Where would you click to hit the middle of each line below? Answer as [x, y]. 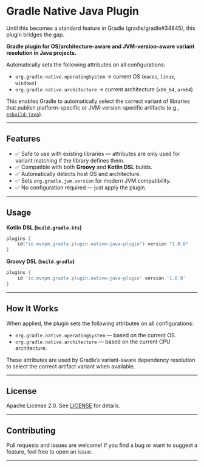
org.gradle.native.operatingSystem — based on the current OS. [96, 335]
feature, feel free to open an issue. [49, 452]
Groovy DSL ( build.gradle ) [40, 262]
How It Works [32, 309]
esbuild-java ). [25, 114]
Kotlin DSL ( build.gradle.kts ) [44, 227]
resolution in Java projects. [42, 52]
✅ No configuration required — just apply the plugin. [81, 188]
